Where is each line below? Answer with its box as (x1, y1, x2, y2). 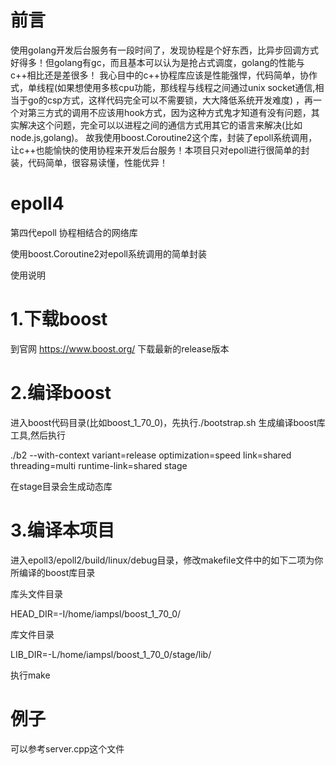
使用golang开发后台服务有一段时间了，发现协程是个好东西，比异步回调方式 (10, 44, 320, 56)
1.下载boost (10, 308, 108, 331)
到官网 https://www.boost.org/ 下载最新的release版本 (10, 342, 230, 355)
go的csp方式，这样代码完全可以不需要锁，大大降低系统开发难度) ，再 (27, 94, 313, 106)
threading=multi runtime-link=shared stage (10, 459, 188, 471)
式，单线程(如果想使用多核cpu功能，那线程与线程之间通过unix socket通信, (10, 81, 316, 93)
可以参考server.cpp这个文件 (10, 742, 125, 755)
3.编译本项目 (10, 519, 115, 541)
